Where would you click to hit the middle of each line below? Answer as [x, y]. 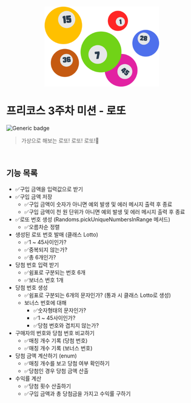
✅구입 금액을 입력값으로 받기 [49, 189]
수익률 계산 [28, 378]
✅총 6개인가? [40, 257]
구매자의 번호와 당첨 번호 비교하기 [55, 333]
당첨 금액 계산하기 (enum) [46, 356]
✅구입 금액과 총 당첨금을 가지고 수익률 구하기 [77, 393]
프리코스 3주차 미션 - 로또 [66, 111]
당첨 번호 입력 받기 [37, 265]
